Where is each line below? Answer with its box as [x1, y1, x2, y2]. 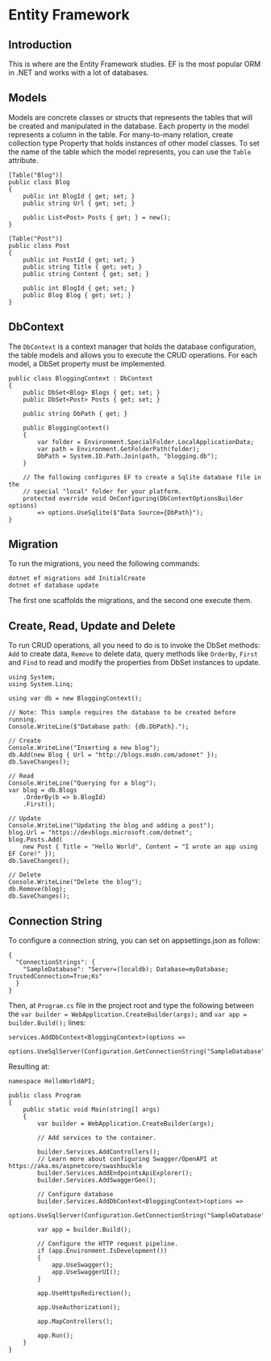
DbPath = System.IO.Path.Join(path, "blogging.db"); [37, 452, 219, 460]
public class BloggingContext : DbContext [8, 374, 153, 383]
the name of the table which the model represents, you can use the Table [8, 147, 252, 157]
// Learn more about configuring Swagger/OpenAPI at [37, 1155, 219, 1163]
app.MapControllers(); [37, 1317, 114, 1325]
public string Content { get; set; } [23, 270, 150, 278]
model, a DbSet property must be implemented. [8, 358, 167, 368]
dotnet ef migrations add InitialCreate [8, 575, 147, 583]
